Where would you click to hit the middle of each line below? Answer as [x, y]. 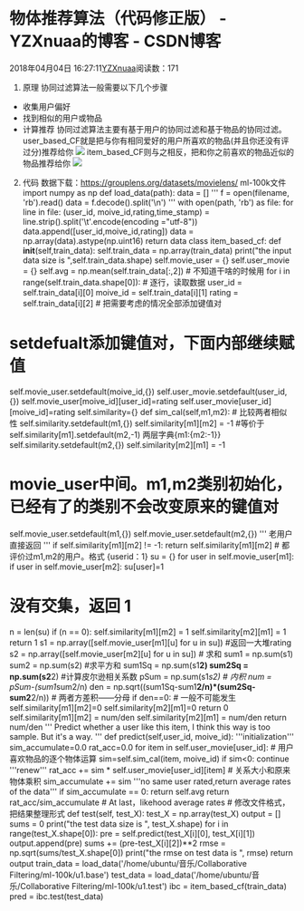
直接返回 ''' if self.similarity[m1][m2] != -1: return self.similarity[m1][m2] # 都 [150, 545]
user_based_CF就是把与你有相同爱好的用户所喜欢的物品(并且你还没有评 [156, 141]
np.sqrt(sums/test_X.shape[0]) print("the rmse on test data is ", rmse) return [152, 852]
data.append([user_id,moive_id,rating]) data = [108, 231]
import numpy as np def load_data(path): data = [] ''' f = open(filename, [156, 192]
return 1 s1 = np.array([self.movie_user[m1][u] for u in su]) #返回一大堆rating [151, 642]
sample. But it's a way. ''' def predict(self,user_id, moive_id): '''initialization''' [152, 736]
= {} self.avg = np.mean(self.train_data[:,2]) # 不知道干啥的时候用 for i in [156, 271]
